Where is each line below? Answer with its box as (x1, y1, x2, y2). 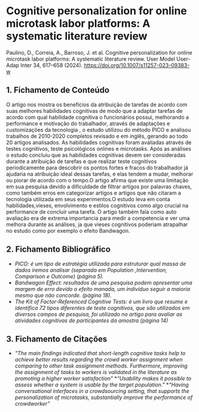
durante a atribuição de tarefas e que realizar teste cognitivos (6, 157, 157, 164)
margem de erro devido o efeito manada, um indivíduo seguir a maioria (14, 285, 191, 292)
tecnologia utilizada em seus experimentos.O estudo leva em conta (6, 195, 170, 202)
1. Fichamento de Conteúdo (6, 85, 110, 96)
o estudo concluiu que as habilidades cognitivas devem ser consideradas (6, 151, 186, 159)
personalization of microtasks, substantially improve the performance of (14, 394, 193, 401)
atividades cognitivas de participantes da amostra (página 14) (14, 316, 168, 324)
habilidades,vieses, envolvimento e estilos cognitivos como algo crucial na (6, 202, 189, 209)
